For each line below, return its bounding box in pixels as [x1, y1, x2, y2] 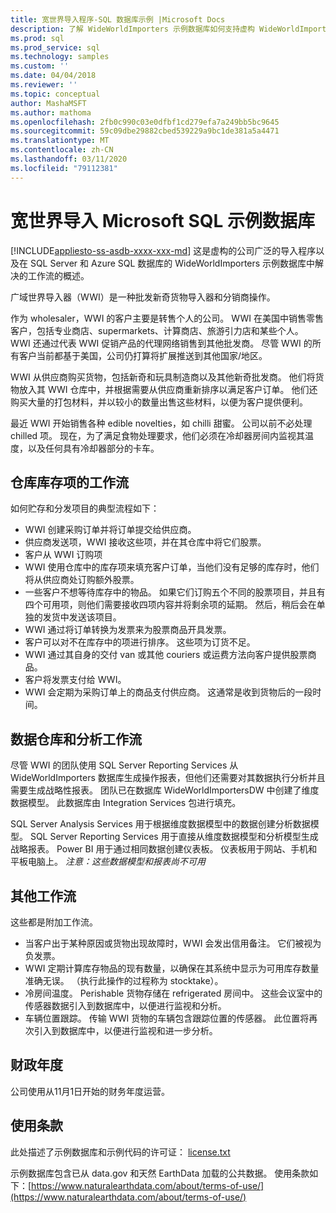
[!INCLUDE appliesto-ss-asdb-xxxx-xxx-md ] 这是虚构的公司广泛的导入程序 [10, 244, 317, 256]
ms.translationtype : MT [10, 136, 110, 146]
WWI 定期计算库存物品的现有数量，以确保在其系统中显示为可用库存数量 [24, 962, 320, 974]
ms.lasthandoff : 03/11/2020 [10, 154, 128, 164]
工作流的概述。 [27, 269, 90, 281]
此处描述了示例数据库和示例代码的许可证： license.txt [10, 1146, 231, 1158]
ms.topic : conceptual [10, 89, 101, 99]
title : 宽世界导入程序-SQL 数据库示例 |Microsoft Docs [10, 14, 226, 25]
